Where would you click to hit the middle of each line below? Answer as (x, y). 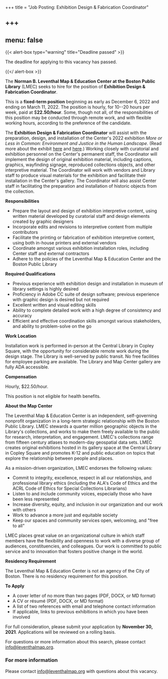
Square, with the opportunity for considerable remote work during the (77, 351)
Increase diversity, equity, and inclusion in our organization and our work (88, 504)
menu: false (24, 40)
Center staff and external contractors (51, 253)
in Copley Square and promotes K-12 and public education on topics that (80, 453)
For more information (32, 660)
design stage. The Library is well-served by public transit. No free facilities (82, 356)
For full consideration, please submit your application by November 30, (79, 627)
